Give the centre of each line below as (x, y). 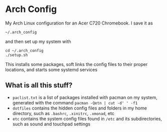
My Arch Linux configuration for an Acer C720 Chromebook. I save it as (79, 23)
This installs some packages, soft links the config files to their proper (76, 64)
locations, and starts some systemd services (51, 69)
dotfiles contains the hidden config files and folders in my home (79, 108)
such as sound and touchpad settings (51, 124)
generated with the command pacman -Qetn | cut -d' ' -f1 (75, 102)
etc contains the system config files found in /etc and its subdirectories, (87, 118)
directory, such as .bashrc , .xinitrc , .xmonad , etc (63, 113)
